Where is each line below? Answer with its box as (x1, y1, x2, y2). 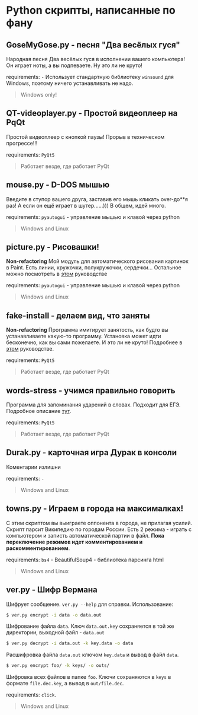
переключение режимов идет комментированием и (6, 538, 143, 545)
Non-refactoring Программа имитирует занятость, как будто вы (6, 326, 168, 333)
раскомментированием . (6, 544, 70, 552)
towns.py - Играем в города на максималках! (6, 504, 184, 514)
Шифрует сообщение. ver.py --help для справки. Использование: (6, 600, 173, 608)
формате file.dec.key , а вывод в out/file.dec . (6, 680, 124, 687)
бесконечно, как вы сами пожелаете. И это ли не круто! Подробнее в (6, 339, 183, 346)
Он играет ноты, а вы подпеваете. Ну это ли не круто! (6, 62, 143, 69)
